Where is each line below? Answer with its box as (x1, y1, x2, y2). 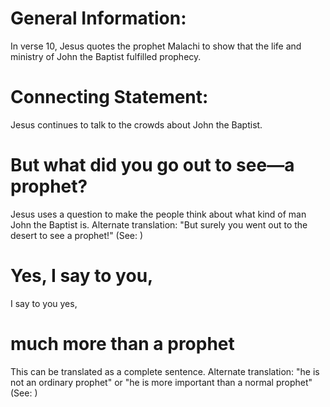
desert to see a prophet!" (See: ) (10, 229, 144, 241)
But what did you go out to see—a (10, 154, 295, 177)
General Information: (10, 7, 187, 30)
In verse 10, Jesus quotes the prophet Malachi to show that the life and (10, 40, 302, 52)
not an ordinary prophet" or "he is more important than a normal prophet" (10, 376, 313, 388)
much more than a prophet (10, 332, 235, 355)
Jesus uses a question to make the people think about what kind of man (10, 208, 307, 220)
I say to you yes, (10, 297, 78, 309)
